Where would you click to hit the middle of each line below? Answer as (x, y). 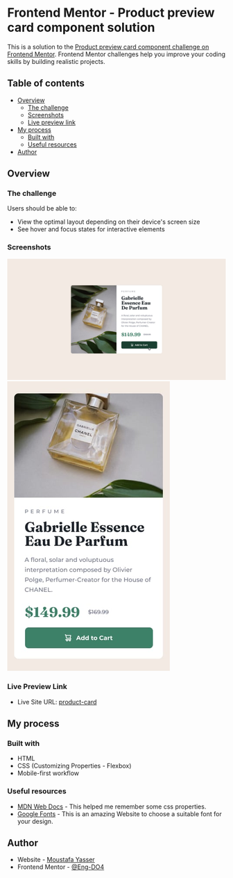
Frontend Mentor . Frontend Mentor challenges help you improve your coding (116, 54)
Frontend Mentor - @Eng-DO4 (61, 867)
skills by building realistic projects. (56, 61)
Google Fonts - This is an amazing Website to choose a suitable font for (119, 813)
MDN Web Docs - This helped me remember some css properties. (112, 806)
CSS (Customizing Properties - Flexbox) (74, 766)
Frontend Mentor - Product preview (111, 13)
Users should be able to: (42, 208)
